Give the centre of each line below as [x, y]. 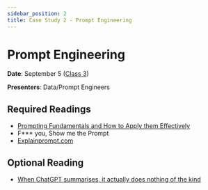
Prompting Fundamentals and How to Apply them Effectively [104, 126]
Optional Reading [46, 163]
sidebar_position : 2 [37, 14]
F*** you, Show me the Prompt [63, 134]
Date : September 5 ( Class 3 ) [48, 74]
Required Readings [49, 109]
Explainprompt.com [45, 141]
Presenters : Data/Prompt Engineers [58, 87]
